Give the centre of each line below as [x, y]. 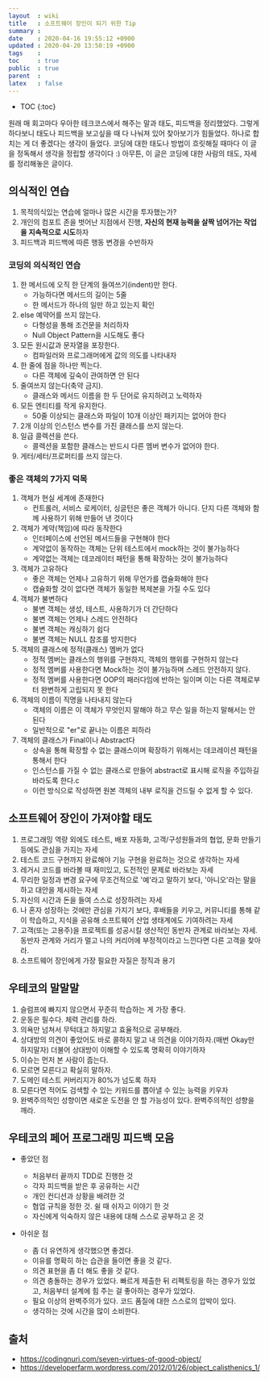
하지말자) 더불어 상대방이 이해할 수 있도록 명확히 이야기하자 [113, 1049]
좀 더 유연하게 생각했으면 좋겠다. [83, 1251]
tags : [25, 53]
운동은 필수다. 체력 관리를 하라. [68, 1019]
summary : [25, 31]
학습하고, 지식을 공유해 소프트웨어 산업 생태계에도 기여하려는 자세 [131, 920]
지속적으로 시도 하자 [58, 232]
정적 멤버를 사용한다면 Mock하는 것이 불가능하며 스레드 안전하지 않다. [141, 669]
